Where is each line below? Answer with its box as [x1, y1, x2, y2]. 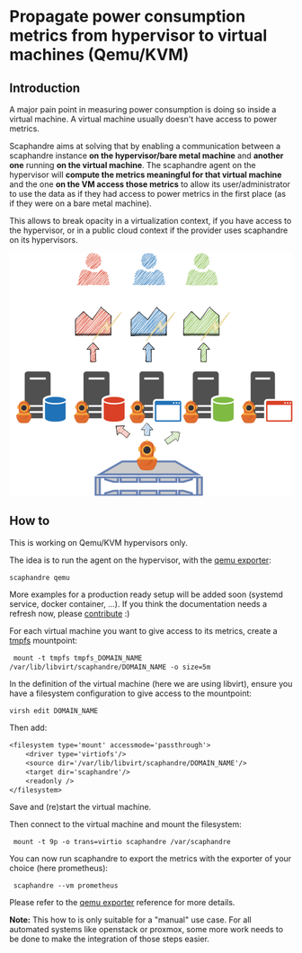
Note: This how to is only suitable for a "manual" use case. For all [9, 914, 252, 925]
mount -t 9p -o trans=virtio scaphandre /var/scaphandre [13, 837, 231, 846]
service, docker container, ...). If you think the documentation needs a [9, 598, 268, 609]
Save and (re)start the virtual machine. [9, 801, 152, 812]
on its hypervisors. [9, 235, 78, 245]
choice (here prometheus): [9, 862, 109, 873]
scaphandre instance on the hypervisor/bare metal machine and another [9, 150, 284, 161]
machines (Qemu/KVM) [9, 45, 190, 65]
